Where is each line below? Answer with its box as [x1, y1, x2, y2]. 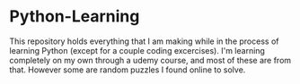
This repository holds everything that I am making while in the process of [9, 36, 279, 46]
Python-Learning [9, 6, 140, 27]
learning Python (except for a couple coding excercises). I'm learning [9, 45, 265, 55]
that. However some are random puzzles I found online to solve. [9, 64, 246, 75]
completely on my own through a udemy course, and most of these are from [9, 55, 292, 65]
